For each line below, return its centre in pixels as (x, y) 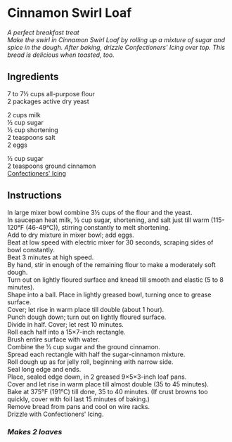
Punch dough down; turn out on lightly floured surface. (87, 317)
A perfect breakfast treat (43, 32)
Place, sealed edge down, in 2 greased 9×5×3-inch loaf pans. (97, 377)
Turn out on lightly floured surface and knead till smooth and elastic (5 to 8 (115, 280)
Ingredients (33, 77)
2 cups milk (24, 115)
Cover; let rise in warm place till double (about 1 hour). (86, 309)
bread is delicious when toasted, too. (61, 55)
